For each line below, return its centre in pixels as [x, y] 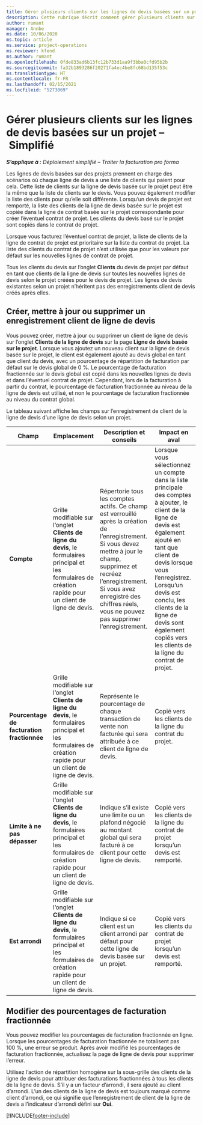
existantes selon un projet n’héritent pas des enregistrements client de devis [101, 286]
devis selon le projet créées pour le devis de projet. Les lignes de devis [94, 279]
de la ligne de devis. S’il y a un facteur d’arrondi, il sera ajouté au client [93, 1085]
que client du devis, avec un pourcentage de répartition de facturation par [98, 361]
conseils [124, 439]
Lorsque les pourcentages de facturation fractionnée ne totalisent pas [93, 1041]
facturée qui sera [124, 734]
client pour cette [123, 852]
